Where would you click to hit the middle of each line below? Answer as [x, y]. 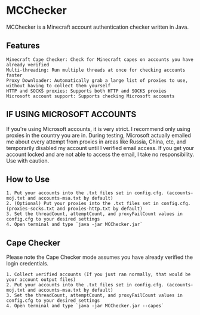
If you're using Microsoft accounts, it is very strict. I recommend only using [99, 129]
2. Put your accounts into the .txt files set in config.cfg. [85, 285]
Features [23, 46]
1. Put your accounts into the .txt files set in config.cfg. [85, 193]
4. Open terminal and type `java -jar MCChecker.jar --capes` [85, 306]
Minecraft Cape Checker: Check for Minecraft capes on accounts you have [100, 59]
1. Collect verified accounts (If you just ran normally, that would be [99, 275]
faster [14, 75]
